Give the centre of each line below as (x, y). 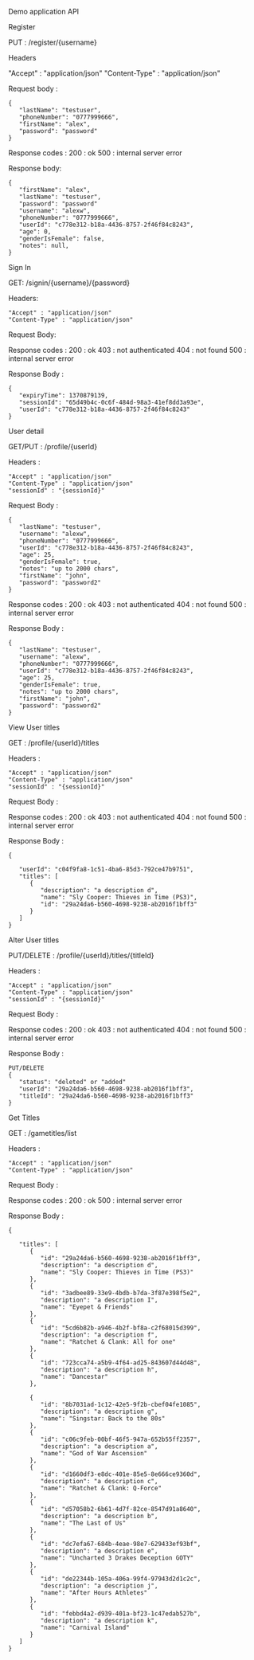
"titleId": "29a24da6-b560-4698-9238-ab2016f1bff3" (106, 1096)
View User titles (34, 727)
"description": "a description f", (99, 1335)
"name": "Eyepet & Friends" (87, 1307)
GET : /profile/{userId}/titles (54, 743)
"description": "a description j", (99, 1586)
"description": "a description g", (99, 1411)
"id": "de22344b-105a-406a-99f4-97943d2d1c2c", (121, 1579)
